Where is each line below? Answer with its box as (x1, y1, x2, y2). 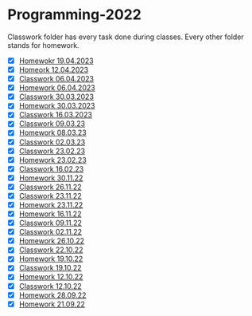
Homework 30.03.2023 (18, 101, 96, 111)
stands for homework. (7, 40, 80, 49)
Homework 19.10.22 (18, 254, 83, 264)
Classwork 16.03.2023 (18, 110, 93, 120)
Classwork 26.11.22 (18, 182, 82, 192)
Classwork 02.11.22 (18, 227, 83, 237)
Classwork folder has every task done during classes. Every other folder (7, 32, 244, 41)
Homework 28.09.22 (18, 290, 87, 300)
